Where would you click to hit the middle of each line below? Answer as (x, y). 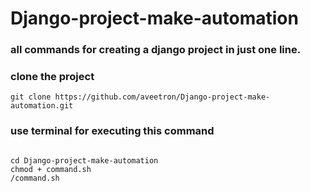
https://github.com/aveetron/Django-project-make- (162, 97)
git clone (31, 97)
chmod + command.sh (51, 169)
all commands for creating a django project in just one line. (156, 50)
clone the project (52, 77)
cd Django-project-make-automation (84, 160)
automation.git (42, 106)
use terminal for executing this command (112, 131)
